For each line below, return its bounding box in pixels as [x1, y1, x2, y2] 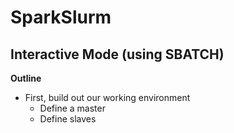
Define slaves [39, 113, 97, 125]
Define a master [39, 102, 106, 114]
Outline [10, 72, 42, 84]
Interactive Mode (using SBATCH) [10, 46, 225, 63]
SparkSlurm [10, 6, 112, 29]
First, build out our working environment [24, 92, 191, 103]
